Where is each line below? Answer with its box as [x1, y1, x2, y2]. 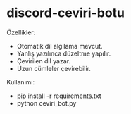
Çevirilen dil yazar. [16, 56, 71, 65]
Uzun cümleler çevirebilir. [16, 64, 91, 72]
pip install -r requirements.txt [16, 91, 101, 100]
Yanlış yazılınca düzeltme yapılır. [16, 49, 111, 58]
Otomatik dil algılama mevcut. [16, 42, 103, 50]
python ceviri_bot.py [16, 99, 77, 107]
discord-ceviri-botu [6, 5, 125, 21]
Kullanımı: [6, 77, 35, 86]
